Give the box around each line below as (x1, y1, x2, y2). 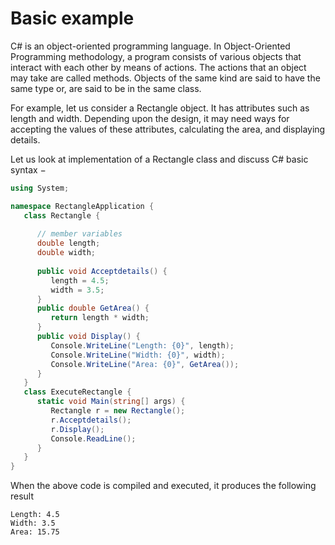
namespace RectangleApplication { (10, 201, 155, 211)
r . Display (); (50, 424, 105, 434)
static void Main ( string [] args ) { (36, 397, 186, 407)
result (10, 490, 35, 502)
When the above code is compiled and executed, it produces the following (10, 480, 317, 492)
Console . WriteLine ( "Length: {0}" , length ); (50, 340, 235, 351)
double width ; (36, 248, 97, 258)
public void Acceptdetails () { (36, 266, 168, 276)
